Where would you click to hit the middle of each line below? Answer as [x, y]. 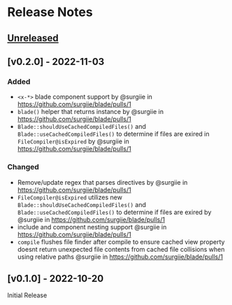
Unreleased [33, 38]
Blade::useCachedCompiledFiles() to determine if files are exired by [114, 212]
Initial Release [27, 295]
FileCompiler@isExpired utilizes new [70, 197]
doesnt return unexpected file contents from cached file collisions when [121, 249]
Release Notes [50, 12]
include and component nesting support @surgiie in [92, 227]
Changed [23, 167]
